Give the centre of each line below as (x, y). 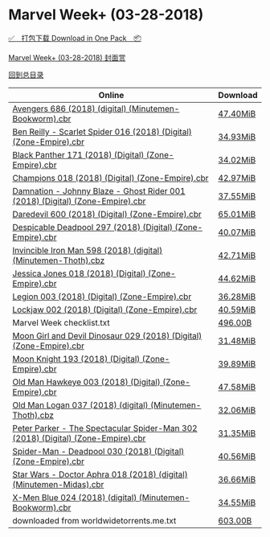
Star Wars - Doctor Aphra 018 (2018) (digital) (100, 474)
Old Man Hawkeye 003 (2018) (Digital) (86, 382)
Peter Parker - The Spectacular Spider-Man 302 (105, 428)
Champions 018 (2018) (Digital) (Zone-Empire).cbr (110, 178)
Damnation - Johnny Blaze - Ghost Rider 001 (99, 191)
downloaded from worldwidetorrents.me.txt (94, 520)
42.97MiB (237, 178)
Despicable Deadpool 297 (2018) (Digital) (93, 227)
